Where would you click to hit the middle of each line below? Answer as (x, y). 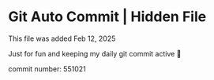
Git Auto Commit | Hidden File (107, 17)
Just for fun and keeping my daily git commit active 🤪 (95, 53)
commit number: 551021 (47, 69)
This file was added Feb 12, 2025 (62, 38)
